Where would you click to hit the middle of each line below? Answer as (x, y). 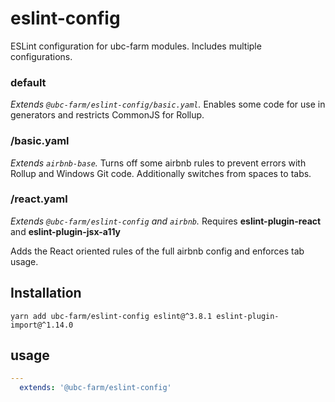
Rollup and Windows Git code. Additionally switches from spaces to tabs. (161, 173)
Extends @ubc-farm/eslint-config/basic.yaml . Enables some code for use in (168, 104)
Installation (46, 293)
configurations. (41, 56)
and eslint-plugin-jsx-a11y (66, 231)
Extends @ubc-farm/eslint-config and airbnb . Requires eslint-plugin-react (166, 221)
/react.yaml (39, 199)
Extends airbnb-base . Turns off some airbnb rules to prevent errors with (158, 163)
